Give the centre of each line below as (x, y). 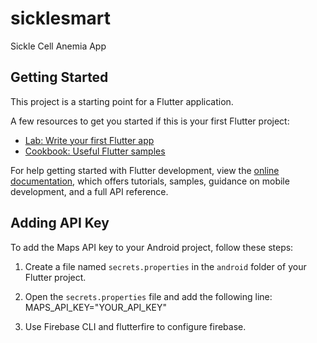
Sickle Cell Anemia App (58, 46)
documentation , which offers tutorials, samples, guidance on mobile (150, 181)
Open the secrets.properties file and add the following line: (148, 296)
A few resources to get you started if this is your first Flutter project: (150, 121)
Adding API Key (60, 223)
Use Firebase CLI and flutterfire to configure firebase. (135, 326)
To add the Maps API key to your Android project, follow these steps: (152, 247)
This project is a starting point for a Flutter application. (122, 101)
